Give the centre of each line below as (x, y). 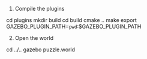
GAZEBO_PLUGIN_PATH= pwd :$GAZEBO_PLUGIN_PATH (74, 27)
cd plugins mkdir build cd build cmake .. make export (71, 20)
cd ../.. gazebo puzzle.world (41, 49)
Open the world (34, 38)
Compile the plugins (40, 9)
